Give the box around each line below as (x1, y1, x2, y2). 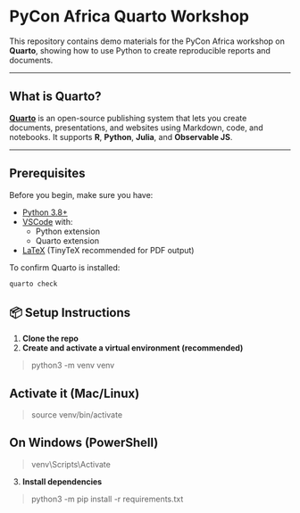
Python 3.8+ (21, 207, 69, 218)
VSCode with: (21, 216, 73, 227)
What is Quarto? (9, 89, 102, 104)
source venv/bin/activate (30, 410, 123, 420)
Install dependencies (21, 476, 103, 487)
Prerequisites (9, 166, 86, 181)
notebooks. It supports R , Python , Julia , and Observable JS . (9, 131, 233, 142)
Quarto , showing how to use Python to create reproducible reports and (9, 45, 271, 55)
